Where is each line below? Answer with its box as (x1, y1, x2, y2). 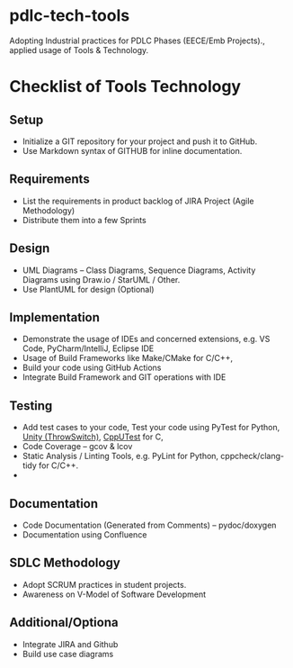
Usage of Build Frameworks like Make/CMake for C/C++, (22, 353, 234, 364)
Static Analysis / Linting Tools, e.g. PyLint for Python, (22, 451, 218, 462)
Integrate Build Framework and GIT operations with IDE (22, 372, 226, 383)
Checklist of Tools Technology (9, 77, 241, 97)
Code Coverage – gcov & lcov (22, 441, 133, 452)
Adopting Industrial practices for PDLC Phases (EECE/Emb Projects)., (9, 35, 265, 46)
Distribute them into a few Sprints (22, 214, 146, 225)
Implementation (9, 310, 101, 325)
